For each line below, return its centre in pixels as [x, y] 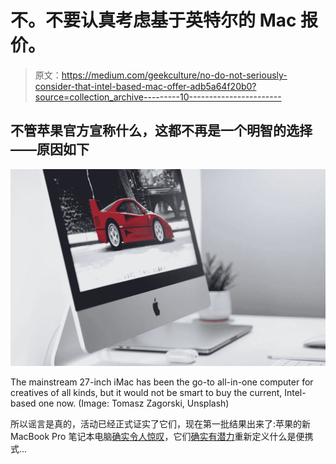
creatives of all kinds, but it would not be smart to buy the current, [146, 392]
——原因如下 [50, 149]
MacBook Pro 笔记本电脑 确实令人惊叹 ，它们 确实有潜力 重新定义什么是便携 [162, 436]
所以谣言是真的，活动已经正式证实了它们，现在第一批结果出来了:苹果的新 [161, 423]
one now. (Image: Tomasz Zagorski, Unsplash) [134, 403]
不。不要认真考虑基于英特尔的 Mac [153, 20]
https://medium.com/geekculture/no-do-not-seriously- [174, 75]
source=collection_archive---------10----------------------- [158, 97]
